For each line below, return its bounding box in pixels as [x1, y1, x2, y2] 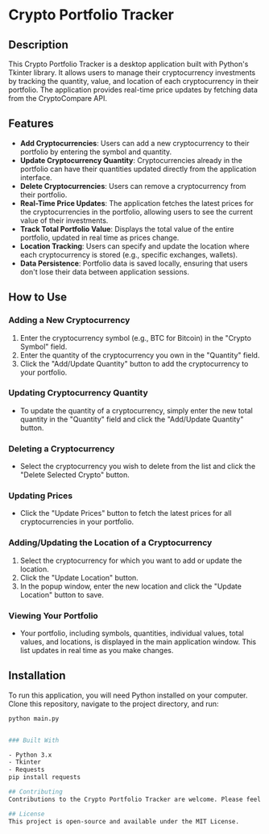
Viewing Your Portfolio [8, 610, 98, 621]
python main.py [8, 715, 60, 723]
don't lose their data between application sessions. [19, 266, 189, 276]
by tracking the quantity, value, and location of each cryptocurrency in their [8, 77, 259, 86]
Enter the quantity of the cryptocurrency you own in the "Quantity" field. [19, 350, 260, 360]
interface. [19, 172, 52, 182]
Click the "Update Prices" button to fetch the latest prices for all [19, 509, 232, 518]
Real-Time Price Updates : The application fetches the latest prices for [19, 198, 254, 207]
